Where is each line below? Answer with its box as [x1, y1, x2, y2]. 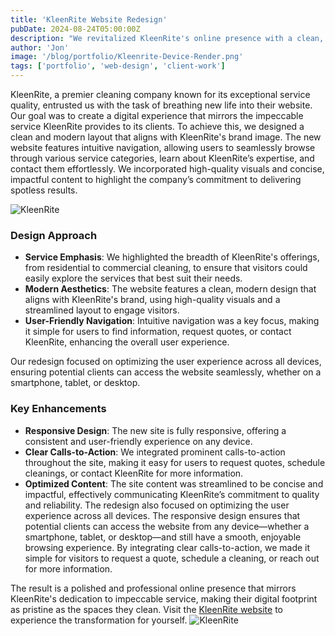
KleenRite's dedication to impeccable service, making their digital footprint [10, 592, 318, 605]
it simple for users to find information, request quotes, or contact [24, 326, 292, 338]
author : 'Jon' [10, 42, 70, 53]
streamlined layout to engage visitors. [24, 304, 180, 316]
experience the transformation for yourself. [10, 614, 188, 626]
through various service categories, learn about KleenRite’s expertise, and [10, 152, 315, 164]
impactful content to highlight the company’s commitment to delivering [10, 174, 302, 185]
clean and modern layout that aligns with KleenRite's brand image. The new [10, 131, 322, 143]
